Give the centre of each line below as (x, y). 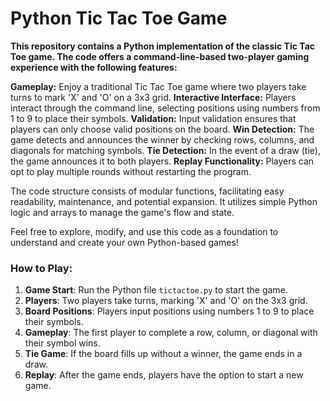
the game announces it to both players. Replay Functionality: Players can (162, 161)
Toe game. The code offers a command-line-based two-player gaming (160, 56)
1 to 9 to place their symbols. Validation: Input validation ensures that (153, 118)
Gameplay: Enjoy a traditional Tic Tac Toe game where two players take (158, 86)
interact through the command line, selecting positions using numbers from (165, 108)
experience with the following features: (94, 67)
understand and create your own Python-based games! (124, 242)
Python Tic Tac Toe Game (119, 18)
